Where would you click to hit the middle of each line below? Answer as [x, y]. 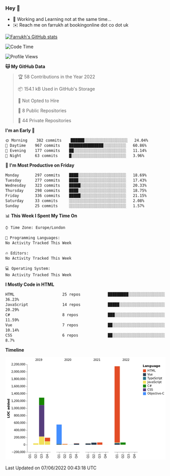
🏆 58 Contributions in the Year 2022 [56, 77]
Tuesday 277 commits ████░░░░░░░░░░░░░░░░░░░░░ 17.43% [76, 180]
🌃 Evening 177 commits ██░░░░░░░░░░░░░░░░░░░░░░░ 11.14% [76, 151]
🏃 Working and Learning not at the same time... [62, 19]
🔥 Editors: [17, 253]
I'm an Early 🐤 [20, 130]
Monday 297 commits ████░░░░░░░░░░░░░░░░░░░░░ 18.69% [76, 175]
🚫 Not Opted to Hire [38, 101]
